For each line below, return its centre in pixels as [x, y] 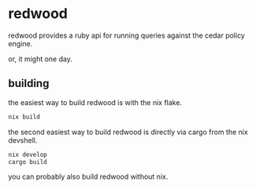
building [29, 84]
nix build [24, 117]
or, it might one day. [40, 59]
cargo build [28, 162]
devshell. [23, 140]
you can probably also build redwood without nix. [88, 176]
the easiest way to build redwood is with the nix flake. [95, 102]
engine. [20, 43]
